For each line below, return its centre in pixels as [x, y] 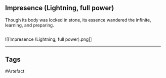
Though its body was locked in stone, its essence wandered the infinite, [78, 20]
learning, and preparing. [30, 25]
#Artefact [15, 71]
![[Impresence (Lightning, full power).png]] [49, 39]
